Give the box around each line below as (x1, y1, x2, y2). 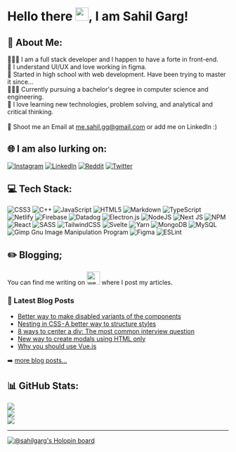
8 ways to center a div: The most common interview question (17, 326, 195, 335)
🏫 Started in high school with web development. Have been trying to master (7, 71, 226, 78)
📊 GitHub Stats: (7, 380, 79, 392)
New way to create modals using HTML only (17, 334, 146, 343)
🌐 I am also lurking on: (7, 143, 107, 155)
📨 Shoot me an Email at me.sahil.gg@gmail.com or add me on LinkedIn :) (7, 123, 218, 130)
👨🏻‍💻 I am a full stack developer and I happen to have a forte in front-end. (7, 55, 219, 63)
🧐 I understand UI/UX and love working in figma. (7, 63, 147, 71)
